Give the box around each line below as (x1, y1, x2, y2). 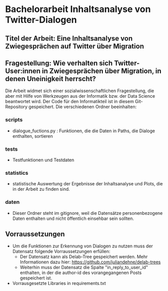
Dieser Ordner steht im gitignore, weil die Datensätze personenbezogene (12, 210, 163, 216)
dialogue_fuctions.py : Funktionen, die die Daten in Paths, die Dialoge (12, 128, 155, 134)
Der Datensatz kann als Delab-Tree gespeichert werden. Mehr (19, 254, 148, 260)
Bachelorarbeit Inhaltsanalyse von (5, 4, 151, 15)
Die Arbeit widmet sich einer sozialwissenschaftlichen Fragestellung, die (5, 88, 154, 94)
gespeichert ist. (19, 275, 52, 281)
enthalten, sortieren (12, 133, 53, 139)
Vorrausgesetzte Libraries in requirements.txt (12, 280, 106, 286)
